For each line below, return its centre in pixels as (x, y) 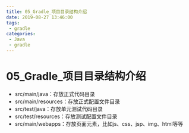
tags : (13, 23)
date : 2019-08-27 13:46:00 (40, 17)
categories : (21, 34)
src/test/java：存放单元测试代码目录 (59, 109)
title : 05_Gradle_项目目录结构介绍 (47, 12)
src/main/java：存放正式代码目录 (55, 94)
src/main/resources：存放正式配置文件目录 (67, 101)
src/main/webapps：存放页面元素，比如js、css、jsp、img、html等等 (99, 123)
